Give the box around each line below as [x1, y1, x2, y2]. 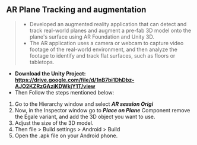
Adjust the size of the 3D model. [14, 119, 94, 127]
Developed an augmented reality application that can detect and [29, 20, 187, 27]
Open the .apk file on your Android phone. [14, 132, 118, 139]
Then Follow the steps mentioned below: [14, 89, 115, 96]
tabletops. [29, 58, 55, 65]
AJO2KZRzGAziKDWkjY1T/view [14, 83, 96, 90]
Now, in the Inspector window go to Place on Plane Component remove [14, 106, 190, 114]
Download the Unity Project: [14, 70, 86, 77]
